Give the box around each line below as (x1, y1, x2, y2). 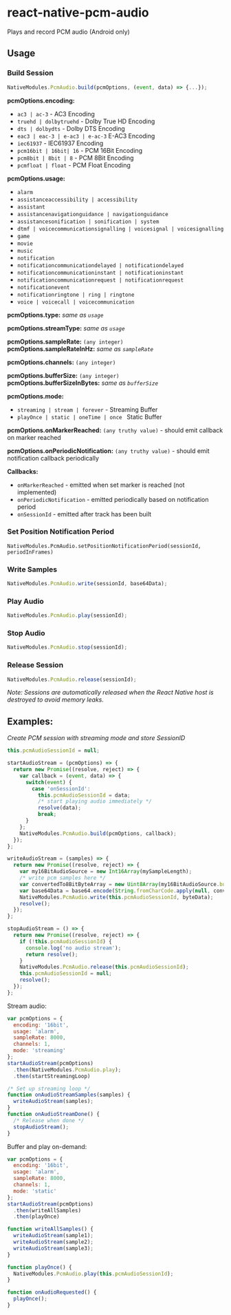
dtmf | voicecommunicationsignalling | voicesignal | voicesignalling (16, 225, 224, 232)
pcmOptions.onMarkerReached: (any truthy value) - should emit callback (7, 425, 223, 434)
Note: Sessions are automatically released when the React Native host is (7, 688, 214, 697)
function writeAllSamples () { (7, 1225, 94, 1233)
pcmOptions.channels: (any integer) (7, 358, 116, 366)
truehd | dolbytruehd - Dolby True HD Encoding (16, 117, 155, 125)
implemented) (16, 487, 57, 496)
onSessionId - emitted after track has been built (16, 509, 152, 518)
